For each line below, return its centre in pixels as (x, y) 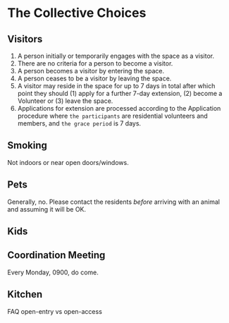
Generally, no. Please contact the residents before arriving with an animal (114, 202)
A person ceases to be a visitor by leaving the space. (94, 78)
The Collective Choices (77, 13)
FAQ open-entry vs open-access (55, 311)
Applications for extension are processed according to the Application (119, 108)
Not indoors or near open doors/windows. (68, 162)
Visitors (25, 39)
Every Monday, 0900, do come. (53, 272)
